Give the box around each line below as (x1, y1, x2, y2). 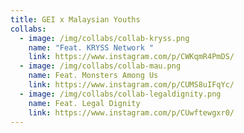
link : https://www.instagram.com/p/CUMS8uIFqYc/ (28, 80, 235, 90)
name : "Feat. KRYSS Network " (28, 42, 155, 53)
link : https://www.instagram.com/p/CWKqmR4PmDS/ (28, 52, 235, 62)
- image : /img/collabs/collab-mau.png (19, 61, 182, 71)
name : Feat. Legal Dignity (28, 98, 141, 108)
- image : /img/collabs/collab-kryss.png (19, 33, 190, 43)
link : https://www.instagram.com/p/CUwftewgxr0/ (28, 107, 235, 118)
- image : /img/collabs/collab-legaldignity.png (19, 89, 222, 99)
